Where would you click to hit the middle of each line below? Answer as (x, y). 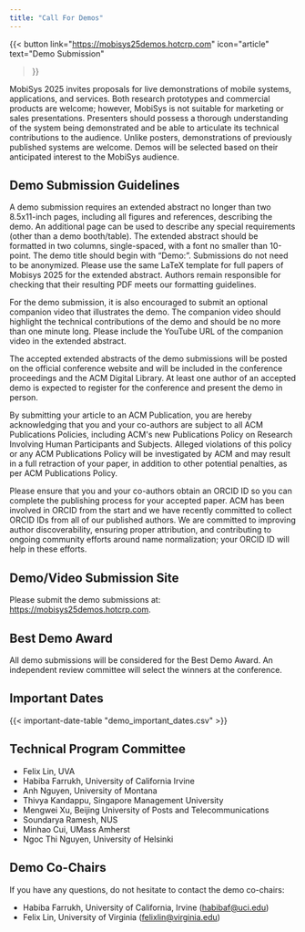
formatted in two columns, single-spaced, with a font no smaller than (139, 246)
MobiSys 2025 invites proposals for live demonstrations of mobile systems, (151, 88)
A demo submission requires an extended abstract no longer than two (140, 207)
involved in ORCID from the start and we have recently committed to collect (151, 511)
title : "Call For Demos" (56, 18)
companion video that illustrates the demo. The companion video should (145, 312)
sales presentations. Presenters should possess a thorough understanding (149, 118)
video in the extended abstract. (68, 341)
